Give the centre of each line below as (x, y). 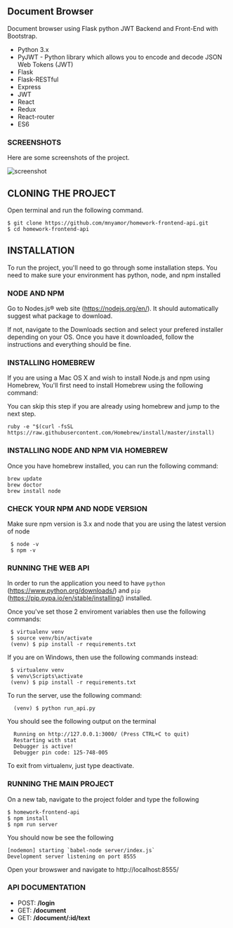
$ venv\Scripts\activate (46, 677)
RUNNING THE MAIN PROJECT (61, 784)
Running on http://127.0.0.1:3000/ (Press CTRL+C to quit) (102, 734)
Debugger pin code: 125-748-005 (61, 753)
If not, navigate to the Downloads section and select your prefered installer (115, 330)
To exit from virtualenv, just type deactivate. (71, 766)
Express (29, 86)
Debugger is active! (44, 747)
